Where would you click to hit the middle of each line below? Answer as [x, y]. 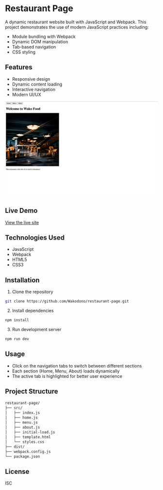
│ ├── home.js [21, 418]
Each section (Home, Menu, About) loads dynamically [66, 371]
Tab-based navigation [34, 47]
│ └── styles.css [25, 442]
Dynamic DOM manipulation [40, 41]
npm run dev [17, 339]
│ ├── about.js [23, 428]
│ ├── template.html [28, 437]
